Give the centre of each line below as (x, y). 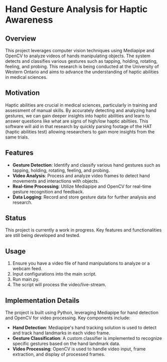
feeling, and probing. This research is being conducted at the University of (82, 67)
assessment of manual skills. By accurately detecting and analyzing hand (81, 110)
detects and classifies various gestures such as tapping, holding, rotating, (81, 61)
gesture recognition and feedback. (48, 191)
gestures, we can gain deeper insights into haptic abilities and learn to (77, 115)
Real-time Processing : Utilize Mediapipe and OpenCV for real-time (82, 186)
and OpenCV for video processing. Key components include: (68, 318)
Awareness (29, 20)
